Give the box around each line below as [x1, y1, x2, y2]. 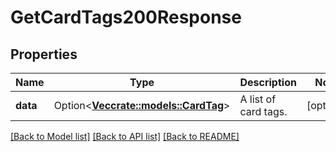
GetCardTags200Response [10, 6, 242, 29]
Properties [10, 46, 78, 63]
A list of [239, 92, 277, 106]
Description [239, 76, 297, 89]
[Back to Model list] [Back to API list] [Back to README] [10, 131, 240, 142]
